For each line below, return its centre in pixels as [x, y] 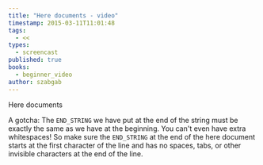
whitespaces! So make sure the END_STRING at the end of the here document [132, 136]
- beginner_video [44, 75]
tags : [17, 30]
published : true [35, 60]
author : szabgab [35, 82]
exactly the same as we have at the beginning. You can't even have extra [127, 129]
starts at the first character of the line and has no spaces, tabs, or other [125, 145]
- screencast [37, 52]
